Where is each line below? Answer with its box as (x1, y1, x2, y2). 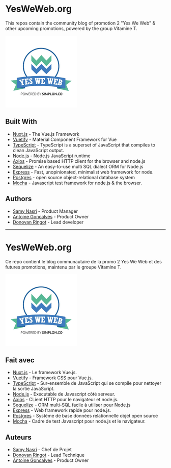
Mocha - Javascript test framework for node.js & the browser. (12, 180, 142, 186)
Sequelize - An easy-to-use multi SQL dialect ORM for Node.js (12, 163, 144, 169)
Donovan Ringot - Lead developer (12, 219, 84, 225)
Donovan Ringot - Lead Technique (12, 452, 85, 458)
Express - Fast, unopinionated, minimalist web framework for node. (12, 169, 154, 175)
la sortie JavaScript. (12, 386, 55, 392)
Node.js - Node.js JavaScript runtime (12, 153, 91, 159)
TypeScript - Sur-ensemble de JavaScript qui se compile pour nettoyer (12, 380, 162, 386)
